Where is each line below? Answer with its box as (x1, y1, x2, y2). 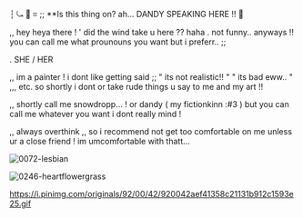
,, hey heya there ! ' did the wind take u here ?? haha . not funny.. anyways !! (9, 27, 294, 37)
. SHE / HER (9, 54, 54, 64)
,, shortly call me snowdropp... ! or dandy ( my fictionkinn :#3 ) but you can (9, 99, 289, 109)
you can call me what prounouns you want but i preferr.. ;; (9, 36, 227, 47)
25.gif (9, 198, 32, 209)
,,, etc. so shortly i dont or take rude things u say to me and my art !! (9, 82, 264, 92)
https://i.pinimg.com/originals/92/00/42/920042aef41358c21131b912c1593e (9, 189, 294, 199)
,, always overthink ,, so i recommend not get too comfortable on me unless (9, 126, 293, 136)
